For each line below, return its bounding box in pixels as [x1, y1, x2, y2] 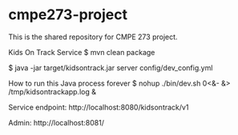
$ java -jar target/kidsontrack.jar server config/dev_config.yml [8, 62, 213, 73]
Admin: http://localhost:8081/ [8, 117, 105, 127]
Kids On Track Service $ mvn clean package [8, 47, 155, 57]
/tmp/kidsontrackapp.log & [8, 86, 96, 97]
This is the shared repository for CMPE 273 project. [8, 32, 178, 42]
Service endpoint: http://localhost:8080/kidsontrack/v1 [8, 102, 189, 112]
